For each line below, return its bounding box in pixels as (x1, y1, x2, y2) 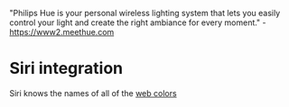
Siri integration (9, 58, 124, 79)
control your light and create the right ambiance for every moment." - (9, 17, 266, 28)
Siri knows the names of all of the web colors (9, 87, 178, 98)
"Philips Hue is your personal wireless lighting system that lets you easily (9, 8, 281, 18)
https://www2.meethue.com (9, 27, 115, 37)
